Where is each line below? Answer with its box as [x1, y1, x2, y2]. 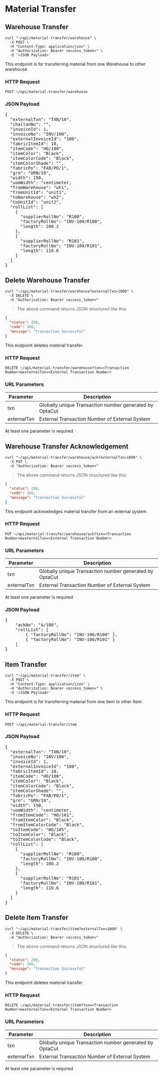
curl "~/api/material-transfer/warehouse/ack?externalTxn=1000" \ [5, 455, 142, 460]
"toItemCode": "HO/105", [10, 827, 69, 832]
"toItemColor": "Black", [10, 832, 69, 837]
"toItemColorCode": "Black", [10, 836, 80, 842]
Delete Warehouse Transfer [5, 276, 90, 284]
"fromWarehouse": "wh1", [10, 185, 69, 190]
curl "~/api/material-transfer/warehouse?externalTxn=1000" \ [5, 289, 133, 294]
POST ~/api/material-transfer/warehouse [5, 89, 88, 94]
